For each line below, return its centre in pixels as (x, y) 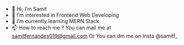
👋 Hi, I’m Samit (29, 9)
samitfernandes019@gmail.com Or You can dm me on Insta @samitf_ (95, 36)
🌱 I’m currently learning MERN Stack (55, 21)
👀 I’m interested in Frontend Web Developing (65, 15)
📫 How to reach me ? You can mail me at (61, 28)
